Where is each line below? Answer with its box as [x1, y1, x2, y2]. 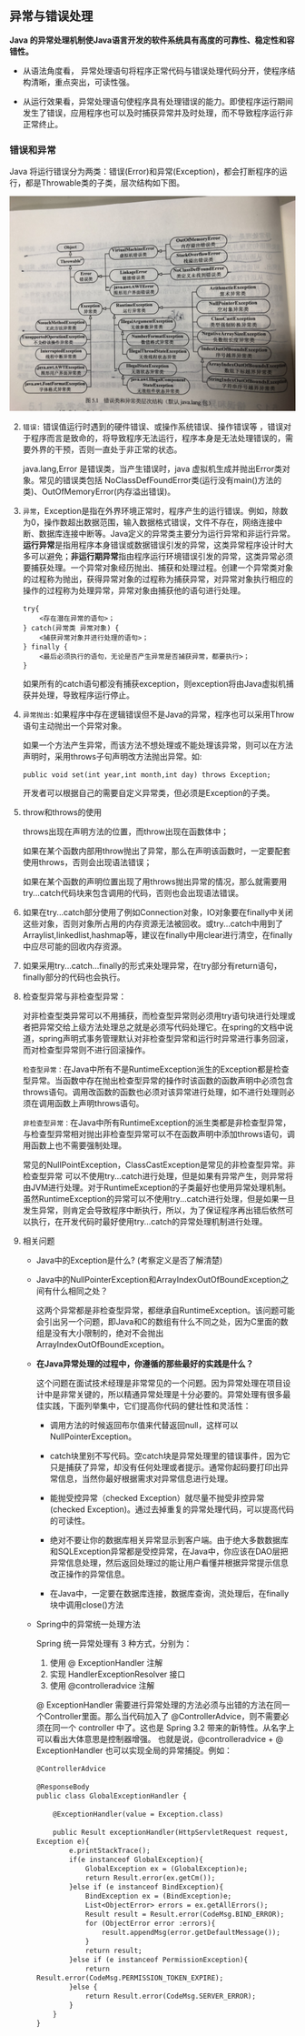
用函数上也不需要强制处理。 [22, 1140, 127, 1151]
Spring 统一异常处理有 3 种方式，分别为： [35, 1638, 192, 1649]
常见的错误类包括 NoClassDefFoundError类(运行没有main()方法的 [38, 475, 282, 486]
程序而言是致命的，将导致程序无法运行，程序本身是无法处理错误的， [30, 433, 286, 444]
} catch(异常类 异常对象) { [22, 624, 120, 633]
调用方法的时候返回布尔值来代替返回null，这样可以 [49, 1420, 239, 1431]
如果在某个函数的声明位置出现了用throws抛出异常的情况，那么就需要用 [22, 876, 288, 887]
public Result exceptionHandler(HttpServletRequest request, [53, 1828, 289, 1838]
